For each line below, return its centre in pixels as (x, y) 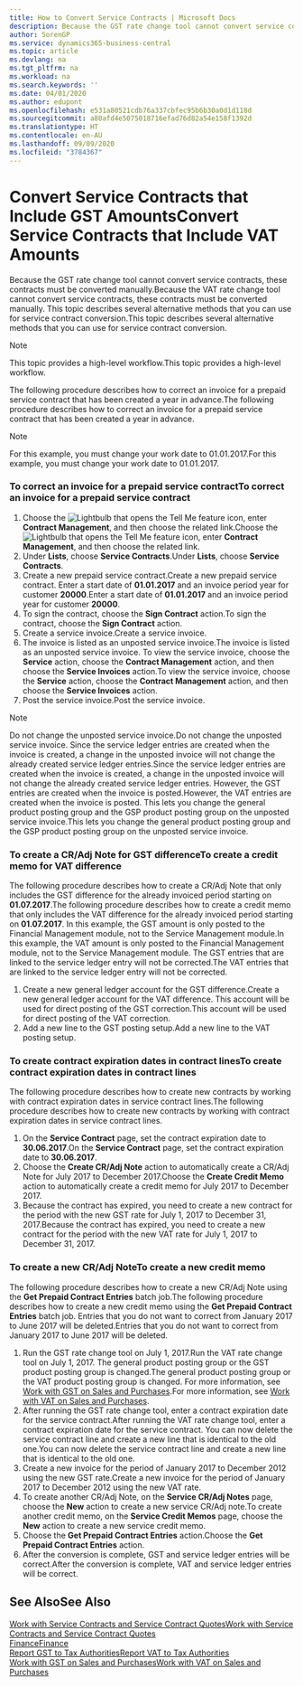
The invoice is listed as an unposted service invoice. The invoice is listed (156, 642)
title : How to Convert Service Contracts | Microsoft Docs (123, 18)
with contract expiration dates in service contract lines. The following (137, 1102)
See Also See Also (60, 1602)
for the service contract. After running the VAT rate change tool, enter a (154, 1419)
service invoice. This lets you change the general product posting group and (150, 821)
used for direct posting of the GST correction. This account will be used (154, 1009)
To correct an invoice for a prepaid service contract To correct (147, 486)
